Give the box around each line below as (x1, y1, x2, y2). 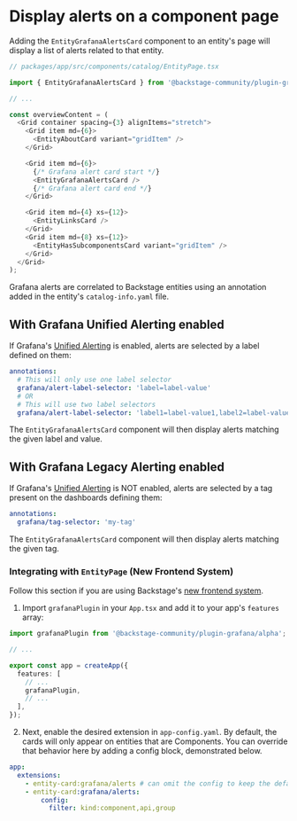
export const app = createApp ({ (9, 661, 128, 670)
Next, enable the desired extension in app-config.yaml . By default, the (21, 727, 278, 738)
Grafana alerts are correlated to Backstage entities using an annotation (9, 282, 267, 293)
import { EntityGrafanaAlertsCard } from (9, 78, 164, 87)
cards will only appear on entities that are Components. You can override (21, 736, 288, 747)
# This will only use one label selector (17, 375, 172, 384)
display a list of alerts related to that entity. (9, 44, 164, 55)
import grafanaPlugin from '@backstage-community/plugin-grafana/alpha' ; (9, 629, 287, 638)
